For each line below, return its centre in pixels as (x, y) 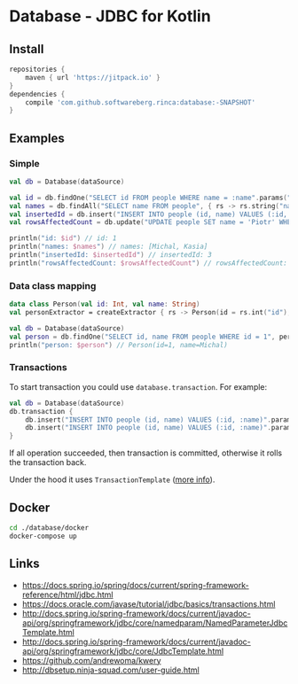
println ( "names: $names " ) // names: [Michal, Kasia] (109, 247)
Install (27, 49)
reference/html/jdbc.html (67, 595)
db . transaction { (41, 411)
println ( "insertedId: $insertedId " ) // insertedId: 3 (111, 255)
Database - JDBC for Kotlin (110, 16)
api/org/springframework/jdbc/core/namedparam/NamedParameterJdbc (155, 623)
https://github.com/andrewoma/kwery (91, 660)
